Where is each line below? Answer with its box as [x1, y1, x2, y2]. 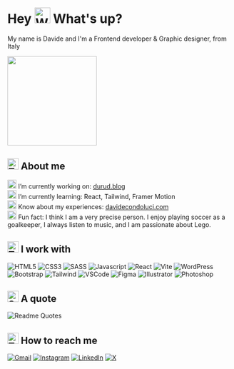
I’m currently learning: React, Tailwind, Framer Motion [17, 192, 175, 201]
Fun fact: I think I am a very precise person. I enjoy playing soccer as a [17, 213, 226, 221]
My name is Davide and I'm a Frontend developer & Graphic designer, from [7, 34, 227, 43]
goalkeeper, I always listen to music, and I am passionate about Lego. [7, 220, 212, 228]
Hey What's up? [7, 11, 123, 27]
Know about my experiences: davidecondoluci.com [17, 202, 169, 211]
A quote [20, 293, 57, 305]
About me [20, 161, 66, 173]
